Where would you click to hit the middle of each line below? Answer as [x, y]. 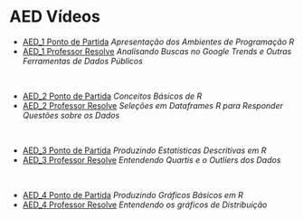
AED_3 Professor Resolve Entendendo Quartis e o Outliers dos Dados [151, 159]
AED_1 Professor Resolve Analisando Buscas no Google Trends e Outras [157, 51]
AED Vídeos [55, 17]
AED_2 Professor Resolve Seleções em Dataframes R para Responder [152, 105]
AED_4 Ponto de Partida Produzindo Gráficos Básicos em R [133, 195]
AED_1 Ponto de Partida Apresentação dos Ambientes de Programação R [158, 42]
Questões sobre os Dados [71, 115]
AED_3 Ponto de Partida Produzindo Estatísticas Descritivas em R [144, 150]
